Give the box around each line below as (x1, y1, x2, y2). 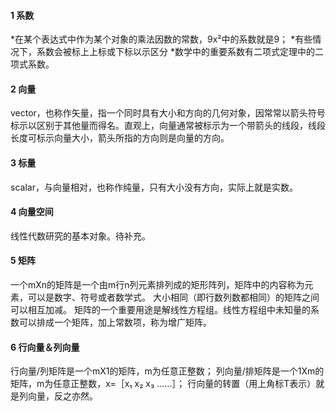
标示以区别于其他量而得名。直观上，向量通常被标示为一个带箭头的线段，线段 (10, 120, 326, 132)
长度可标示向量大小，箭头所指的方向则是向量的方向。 (10, 132, 230, 144)
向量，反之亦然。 (27, 390, 98, 402)
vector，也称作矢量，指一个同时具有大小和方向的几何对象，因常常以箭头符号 (10, 107, 326, 119)
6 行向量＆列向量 (10, 341, 80, 353)
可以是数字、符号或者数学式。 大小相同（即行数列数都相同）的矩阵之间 (27, 291, 320, 304)
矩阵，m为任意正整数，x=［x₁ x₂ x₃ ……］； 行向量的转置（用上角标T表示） (10, 378, 317, 390)
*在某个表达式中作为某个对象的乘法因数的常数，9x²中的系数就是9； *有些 (10, 33, 313, 45)
